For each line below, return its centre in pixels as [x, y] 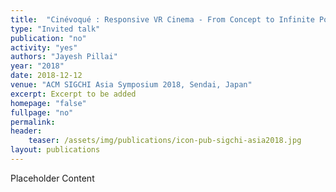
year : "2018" [37, 66]
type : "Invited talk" [55, 29]
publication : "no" [48, 38]
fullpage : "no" [42, 112]
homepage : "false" [48, 103]
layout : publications [55, 150]
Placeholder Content [52, 178]
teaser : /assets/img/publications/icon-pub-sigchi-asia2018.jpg [165, 141]
